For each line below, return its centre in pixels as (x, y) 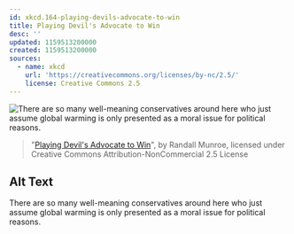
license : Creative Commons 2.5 (83, 83)
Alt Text (31, 182)
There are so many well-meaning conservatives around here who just (136, 203)
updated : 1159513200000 (53, 42)
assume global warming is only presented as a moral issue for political (137, 213)
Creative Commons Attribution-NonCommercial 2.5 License (139, 154)
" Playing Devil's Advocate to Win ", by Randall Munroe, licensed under (158, 144)
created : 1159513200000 (53, 51)
